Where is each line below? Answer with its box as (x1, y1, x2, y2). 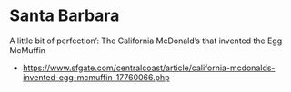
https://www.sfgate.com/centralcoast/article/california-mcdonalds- (22, 62, 276, 73)
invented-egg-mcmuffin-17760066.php (22, 71, 170, 82)
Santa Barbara (9, 5, 120, 26)
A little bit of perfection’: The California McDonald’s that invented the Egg (9, 35, 283, 46)
